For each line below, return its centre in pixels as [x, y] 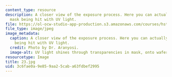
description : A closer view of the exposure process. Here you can [79, 15]
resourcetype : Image [27, 57]
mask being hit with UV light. [43, 19]
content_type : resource [31, 10]
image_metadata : [23, 33]
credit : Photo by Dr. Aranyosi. [45, 48]
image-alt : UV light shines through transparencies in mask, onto [82, 52]
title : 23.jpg [20, 62]
